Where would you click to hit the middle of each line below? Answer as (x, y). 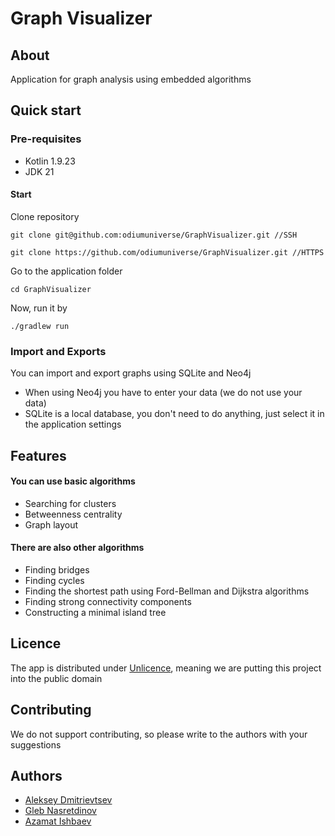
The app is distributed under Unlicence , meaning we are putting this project (166, 668)
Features (38, 455)
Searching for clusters (70, 503)
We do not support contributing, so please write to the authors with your (159, 734)
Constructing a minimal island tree (95, 612)
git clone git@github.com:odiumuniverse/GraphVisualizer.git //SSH (154, 235)
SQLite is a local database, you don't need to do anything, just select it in (174, 414)
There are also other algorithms (77, 548)
